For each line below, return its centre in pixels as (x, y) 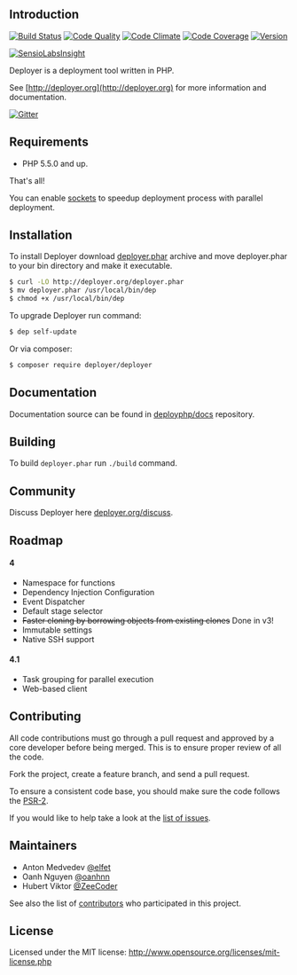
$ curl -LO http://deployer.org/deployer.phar (97, 282)
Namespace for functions (68, 582)
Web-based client (55, 689)
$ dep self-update (43, 332)
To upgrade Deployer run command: (75, 316)
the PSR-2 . (29, 800)
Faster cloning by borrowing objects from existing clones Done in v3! (148, 620)
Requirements (49, 142)
